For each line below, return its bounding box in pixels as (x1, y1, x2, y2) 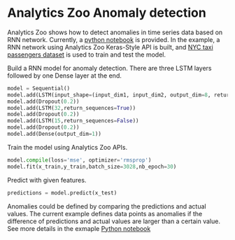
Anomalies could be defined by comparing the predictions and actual (7, 202, 206, 211)
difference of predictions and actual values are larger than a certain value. (7, 217, 220, 225)
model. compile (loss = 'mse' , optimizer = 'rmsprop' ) (7, 156, 152, 164)
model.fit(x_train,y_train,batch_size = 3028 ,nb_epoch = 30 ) (7, 163, 177, 170)
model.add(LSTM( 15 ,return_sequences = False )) (7, 118, 139, 125)
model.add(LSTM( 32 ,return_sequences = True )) (7, 104, 136, 111)
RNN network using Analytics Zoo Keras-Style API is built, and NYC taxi (7, 43, 213, 51)
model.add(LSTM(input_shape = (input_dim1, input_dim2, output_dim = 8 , (7, 91, 211, 99)
